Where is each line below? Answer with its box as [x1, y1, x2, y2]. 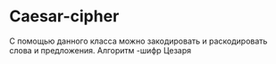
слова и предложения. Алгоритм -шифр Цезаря [9, 44, 192, 55]
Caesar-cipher [9, 6, 120, 27]
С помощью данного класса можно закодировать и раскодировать [9, 36, 268, 46]
